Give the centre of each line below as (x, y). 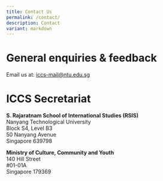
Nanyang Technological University (49, 122)
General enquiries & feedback (82, 58)
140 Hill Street (23, 159)
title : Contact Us (29, 12)
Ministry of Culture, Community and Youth (60, 153)
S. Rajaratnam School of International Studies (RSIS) (73, 116)
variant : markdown (29, 28)
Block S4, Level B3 (29, 128)
